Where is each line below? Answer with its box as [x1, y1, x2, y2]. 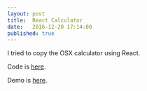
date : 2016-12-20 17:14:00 [7, 23, 92, 30]
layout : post [7, 10, 45, 17]
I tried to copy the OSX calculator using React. [7, 49, 141, 57]
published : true [7, 29, 55, 37]
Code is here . [7, 62, 46, 71]
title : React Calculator [7, 17, 83, 24]
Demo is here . [7, 76, 48, 85]
